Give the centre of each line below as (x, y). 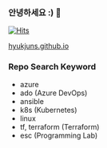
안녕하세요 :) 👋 (35, 12)
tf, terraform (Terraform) (59, 126)
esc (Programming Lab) (59, 135)
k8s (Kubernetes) (48, 110)
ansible (32, 101)
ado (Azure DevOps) (53, 93)
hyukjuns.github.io (39, 46)
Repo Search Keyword (52, 67)
